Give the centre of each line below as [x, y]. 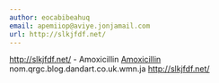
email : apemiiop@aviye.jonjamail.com [80, 26]
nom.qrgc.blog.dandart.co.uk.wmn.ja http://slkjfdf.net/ [109, 69]
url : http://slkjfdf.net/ [57, 34]
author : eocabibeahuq [50, 17]
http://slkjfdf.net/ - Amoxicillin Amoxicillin [85, 60]
